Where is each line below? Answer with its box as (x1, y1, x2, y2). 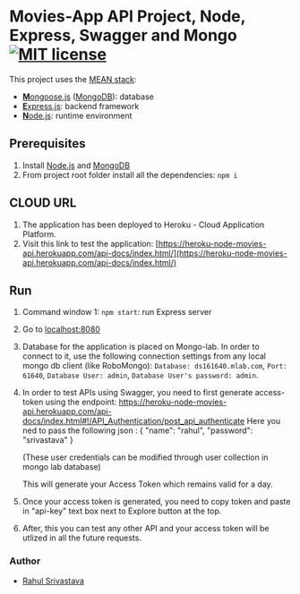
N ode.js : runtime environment (21, 110, 133, 121)
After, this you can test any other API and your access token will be (21, 523, 270, 534)
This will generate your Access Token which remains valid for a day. (21, 479, 273, 489)
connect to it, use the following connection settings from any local (21, 351, 267, 361)
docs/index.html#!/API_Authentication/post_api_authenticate (21, 416, 245, 427)
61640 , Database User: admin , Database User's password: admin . (21, 369, 259, 381)
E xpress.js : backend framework (21, 100, 140, 111)
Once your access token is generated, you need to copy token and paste (21, 496, 291, 507)
